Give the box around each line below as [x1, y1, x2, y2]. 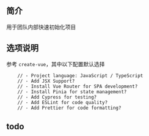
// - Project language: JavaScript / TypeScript [17, 72, 144, 78]
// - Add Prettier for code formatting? [17, 105, 122, 111]
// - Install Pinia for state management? [17, 88, 127, 95]
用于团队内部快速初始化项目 [6, 23, 76, 31]
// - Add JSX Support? [17, 78, 75, 84]
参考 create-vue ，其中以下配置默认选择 [6, 60, 105, 67]
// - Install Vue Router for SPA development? [17, 83, 138, 89]
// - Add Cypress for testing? [17, 94, 97, 100]
